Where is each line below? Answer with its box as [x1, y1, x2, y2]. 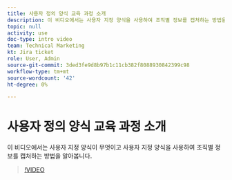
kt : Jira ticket [7, 49, 54, 56]
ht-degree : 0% [7, 81, 48, 88]
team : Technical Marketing [7, 42, 85, 49]
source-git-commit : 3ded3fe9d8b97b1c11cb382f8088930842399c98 [7, 62, 190, 69]
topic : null [7, 23, 41, 30]
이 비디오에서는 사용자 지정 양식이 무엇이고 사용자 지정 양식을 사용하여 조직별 [7, 143, 214, 152]
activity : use [7, 29, 48, 37]
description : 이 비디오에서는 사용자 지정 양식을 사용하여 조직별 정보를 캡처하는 [7, 17, 209, 24]
